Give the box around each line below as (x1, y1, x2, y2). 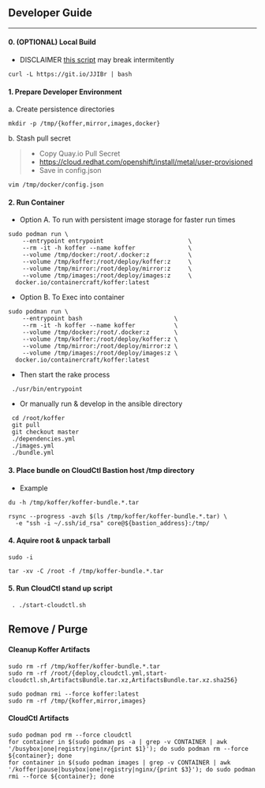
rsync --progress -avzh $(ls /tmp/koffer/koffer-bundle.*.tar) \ (8, 512, 227, 520)
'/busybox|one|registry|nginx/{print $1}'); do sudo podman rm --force (8, 745, 248, 752)
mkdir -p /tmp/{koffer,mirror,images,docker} (8, 120, 160, 128)
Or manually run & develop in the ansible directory (19, 399, 183, 409)
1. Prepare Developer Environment (8, 87, 122, 96)
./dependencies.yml (11, 435, 77, 443)
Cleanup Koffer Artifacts (8, 645, 91, 655)
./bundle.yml (11, 449, 55, 457)
